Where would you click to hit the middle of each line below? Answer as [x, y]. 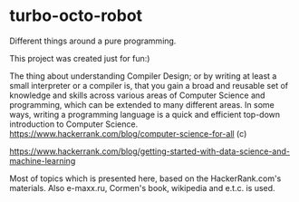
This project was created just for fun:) [80, 58]
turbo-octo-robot [76, 16]
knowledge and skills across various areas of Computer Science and [137, 95]
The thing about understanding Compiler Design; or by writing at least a [143, 76]
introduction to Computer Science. [74, 124]
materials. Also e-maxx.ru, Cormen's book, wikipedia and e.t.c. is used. [142, 188]
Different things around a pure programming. [93, 41]
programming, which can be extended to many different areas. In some [142, 104]
